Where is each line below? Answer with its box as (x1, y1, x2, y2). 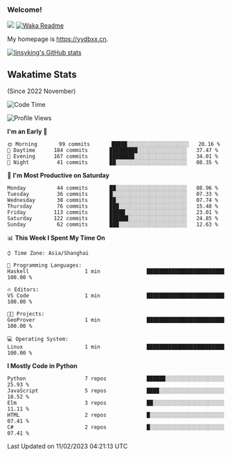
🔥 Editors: (7, 286, 39, 293)
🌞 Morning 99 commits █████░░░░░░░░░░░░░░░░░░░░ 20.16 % (7, 141, 220, 148)
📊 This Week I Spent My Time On (7, 234, 105, 242)
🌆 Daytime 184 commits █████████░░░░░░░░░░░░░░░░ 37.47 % (7, 147, 218, 154)
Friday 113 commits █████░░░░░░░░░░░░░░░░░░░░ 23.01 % (7, 209, 218, 216)
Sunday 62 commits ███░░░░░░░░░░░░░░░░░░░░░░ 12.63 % (7, 221, 218, 228)
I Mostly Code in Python (7, 362, 78, 370)
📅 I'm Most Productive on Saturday (7, 172, 109, 180)
